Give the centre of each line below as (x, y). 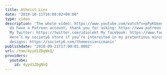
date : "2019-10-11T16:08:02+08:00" (42, 14)
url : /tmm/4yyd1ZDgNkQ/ (30, 51)
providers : (16, 56)
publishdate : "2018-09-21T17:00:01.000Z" (49, 46)
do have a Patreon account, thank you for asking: (63, 28)
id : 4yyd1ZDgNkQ (31, 65)
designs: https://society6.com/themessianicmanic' (63, 42)
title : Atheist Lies (27, 10)
